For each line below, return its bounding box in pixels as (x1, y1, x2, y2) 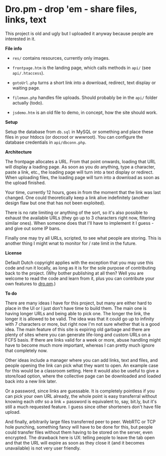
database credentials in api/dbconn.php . (5, 139, 87, 145)
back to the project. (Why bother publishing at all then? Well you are (5, 270, 144, 276)
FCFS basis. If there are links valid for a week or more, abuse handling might (5, 337, 161, 343)
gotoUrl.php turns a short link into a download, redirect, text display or (12, 80, 156, 86)
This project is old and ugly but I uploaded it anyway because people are (5, 30, 154, 36)
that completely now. (5, 347, 48, 354)
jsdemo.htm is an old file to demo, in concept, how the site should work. (12, 109, 158, 115)
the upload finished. (5, 180, 46, 185)
